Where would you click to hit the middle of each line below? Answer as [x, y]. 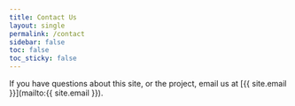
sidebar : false [37, 42]
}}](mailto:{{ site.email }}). [56, 93]
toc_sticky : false [43, 58]
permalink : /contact [47, 34]
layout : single [37, 26]
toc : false [29, 50]
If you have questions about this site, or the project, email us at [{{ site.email [148, 83]
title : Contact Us [43, 17]
